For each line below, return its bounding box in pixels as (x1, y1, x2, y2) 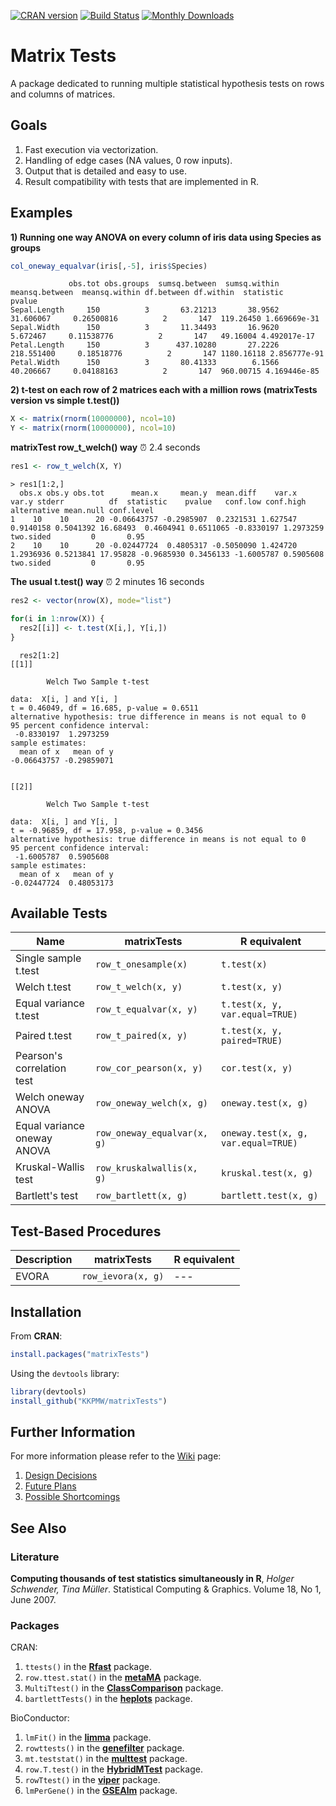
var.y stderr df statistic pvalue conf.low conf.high (10, 497, 307, 507)
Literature (10, 1550, 60, 1564)
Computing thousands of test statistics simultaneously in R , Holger (10, 1573, 295, 1585)
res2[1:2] (19, 650, 60, 660)
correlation (15, 1061, 67, 1075)
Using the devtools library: (10, 1367, 120, 1379)
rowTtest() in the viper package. (24, 1774, 161, 1786)
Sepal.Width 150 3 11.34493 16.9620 (10, 323, 280, 333)
